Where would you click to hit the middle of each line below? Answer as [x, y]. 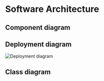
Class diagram [28, 72]
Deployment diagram [39, 44]
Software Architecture [52, 9]
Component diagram [38, 28]
